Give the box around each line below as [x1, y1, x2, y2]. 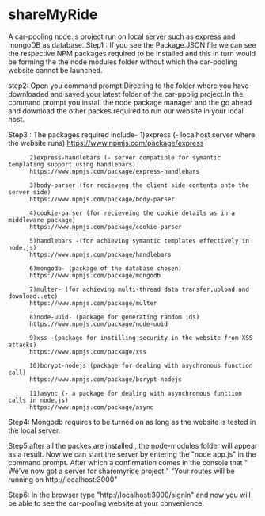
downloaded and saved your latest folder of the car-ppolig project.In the [8, 89, 244, 98]
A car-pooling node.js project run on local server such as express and [8, 32, 236, 41]
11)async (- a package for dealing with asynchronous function [28, 389, 243, 397]
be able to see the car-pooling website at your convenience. [8, 498, 204, 508]
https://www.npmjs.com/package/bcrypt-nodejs [28, 375, 182, 384]
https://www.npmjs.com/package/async [28, 403, 154, 411]
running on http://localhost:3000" [8, 474, 118, 484]
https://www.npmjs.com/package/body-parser [28, 195, 176, 203]
